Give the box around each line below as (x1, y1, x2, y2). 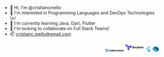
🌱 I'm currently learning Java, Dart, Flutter (9, 20, 96, 26)
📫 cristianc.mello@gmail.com (9, 31, 71, 37)
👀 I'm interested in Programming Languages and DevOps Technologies (9, 10, 155, 16)
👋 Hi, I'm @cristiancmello (9, 5, 61, 10)
